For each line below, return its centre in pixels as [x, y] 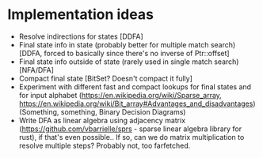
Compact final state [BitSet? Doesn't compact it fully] [106, 78]
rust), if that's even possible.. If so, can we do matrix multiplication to [131, 137]
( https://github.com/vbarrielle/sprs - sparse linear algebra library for [130, 129]
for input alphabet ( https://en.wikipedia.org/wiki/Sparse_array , [120, 95]
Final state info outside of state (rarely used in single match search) [129, 62]
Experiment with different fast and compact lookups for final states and [135, 87]
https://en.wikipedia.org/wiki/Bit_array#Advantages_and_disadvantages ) [137, 103]
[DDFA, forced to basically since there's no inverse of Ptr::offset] [124, 53]
